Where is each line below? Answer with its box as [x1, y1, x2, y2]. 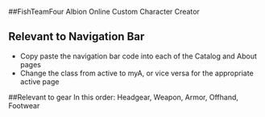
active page [19, 76, 60, 87]
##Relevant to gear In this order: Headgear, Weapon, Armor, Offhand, [8, 92, 239, 102]
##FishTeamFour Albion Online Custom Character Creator [8, 7, 200, 16]
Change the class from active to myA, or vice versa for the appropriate [19, 68, 254, 78]
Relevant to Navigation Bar [8, 30, 145, 43]
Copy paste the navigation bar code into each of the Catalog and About [19, 51, 258, 61]
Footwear [8, 100, 40, 111]
